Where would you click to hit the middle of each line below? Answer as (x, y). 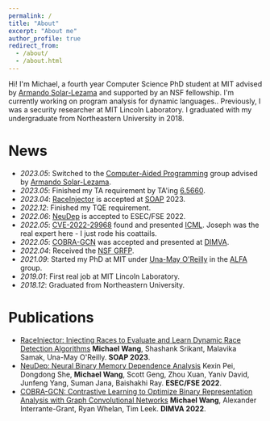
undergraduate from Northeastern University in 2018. (96, 118)
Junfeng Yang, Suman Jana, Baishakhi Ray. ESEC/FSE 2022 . (120, 383)
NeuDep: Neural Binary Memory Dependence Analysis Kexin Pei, (127, 365)
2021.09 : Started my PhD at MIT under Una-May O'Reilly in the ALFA (133, 259)
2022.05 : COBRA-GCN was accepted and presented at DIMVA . (125, 242)
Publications (51, 318)
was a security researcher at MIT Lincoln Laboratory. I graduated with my (130, 109)
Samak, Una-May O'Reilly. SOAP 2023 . (85, 357)
